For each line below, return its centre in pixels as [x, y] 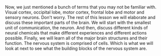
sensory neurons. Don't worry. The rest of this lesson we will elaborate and [80, 17]
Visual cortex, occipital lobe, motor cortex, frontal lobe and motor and [75, 12]
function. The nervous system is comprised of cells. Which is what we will [79, 43]
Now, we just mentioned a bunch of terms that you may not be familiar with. [81, 7]
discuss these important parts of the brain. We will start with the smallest [78, 22]
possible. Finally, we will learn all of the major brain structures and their [76, 38]
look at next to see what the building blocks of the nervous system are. [76, 48]
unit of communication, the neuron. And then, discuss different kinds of [77, 28]
